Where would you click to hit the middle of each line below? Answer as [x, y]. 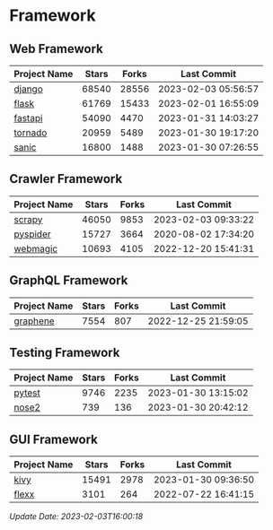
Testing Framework [65, 353]
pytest [27, 393]
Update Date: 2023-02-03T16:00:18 [76, 517]
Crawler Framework [66, 179]
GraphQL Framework [69, 280]
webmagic [36, 248]
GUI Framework [54, 439]
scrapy [28, 219]
